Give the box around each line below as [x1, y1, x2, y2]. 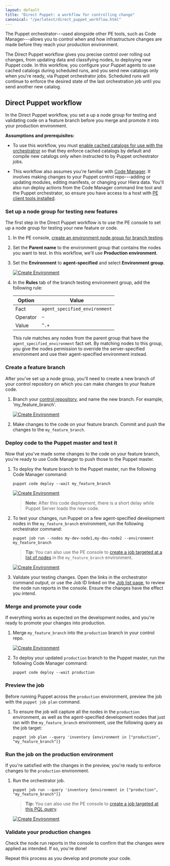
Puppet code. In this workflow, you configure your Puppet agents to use [5, 62, 156, 69]
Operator [15, 314, 37, 321]
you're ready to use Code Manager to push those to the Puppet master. [5, 456, 154, 462]
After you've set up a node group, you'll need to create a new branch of [5, 375, 155, 381]
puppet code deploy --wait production [12, 670, 95, 675]
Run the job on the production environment [5, 751, 113, 758]
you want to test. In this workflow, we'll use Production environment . [12, 250, 158, 256]
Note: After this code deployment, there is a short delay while [25, 500, 154, 506]
